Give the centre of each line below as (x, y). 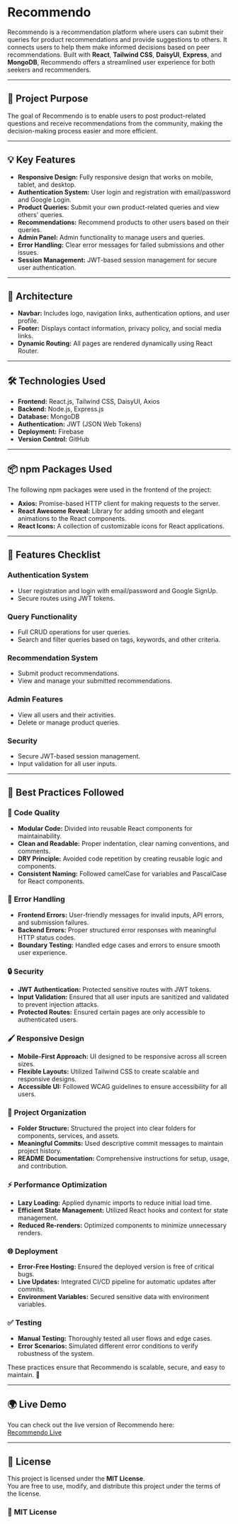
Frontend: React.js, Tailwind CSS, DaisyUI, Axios (89, 402)
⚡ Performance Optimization (57, 1184)
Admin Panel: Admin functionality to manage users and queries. (111, 237)
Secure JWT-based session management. (79, 756)
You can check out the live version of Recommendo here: (91, 1425)
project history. (40, 1151)
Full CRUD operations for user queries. (74, 631)
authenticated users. (47, 1020)
